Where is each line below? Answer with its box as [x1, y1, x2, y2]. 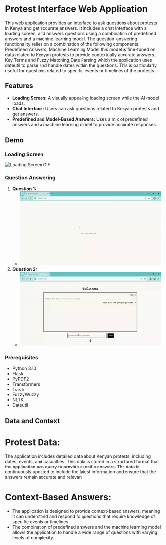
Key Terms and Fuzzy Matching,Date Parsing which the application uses [5, 57, 152, 63]
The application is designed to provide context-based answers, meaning [12, 508, 160, 514]
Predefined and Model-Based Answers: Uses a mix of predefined [12, 116, 148, 122]
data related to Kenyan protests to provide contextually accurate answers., [5, 51, 157, 58]
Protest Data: [5, 436, 60, 448]
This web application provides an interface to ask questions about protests [5, 20, 157, 26]
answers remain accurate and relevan [5, 474, 82, 480]
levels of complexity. [12, 534, 54, 540]
